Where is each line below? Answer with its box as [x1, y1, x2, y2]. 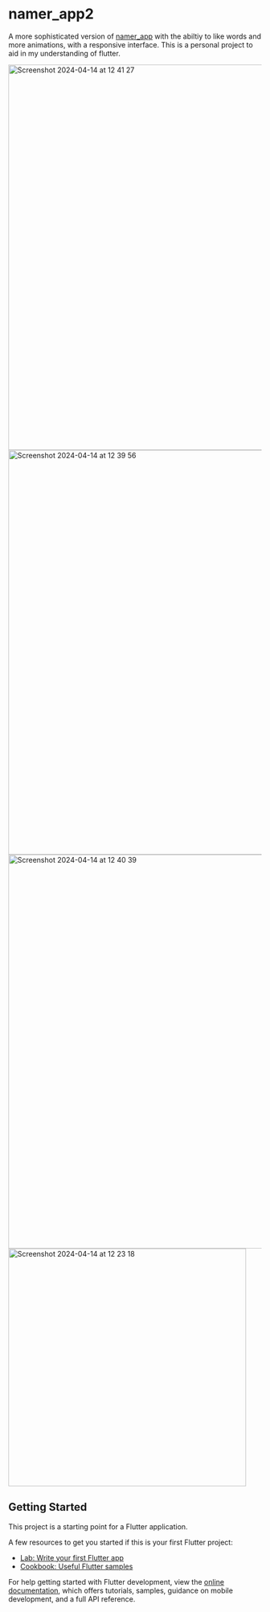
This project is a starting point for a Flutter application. [8, 1521, 188, 1532]
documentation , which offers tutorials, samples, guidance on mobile [8, 1585, 233, 1595]
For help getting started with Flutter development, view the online [8, 1577, 225, 1586]
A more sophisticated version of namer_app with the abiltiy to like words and [8, 31, 262, 41]
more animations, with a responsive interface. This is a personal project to [8, 39, 253, 49]
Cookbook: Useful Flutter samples [19, 1561, 133, 1571]
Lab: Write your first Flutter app [19, 1553, 125, 1562]
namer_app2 [8, 5, 94, 23]
